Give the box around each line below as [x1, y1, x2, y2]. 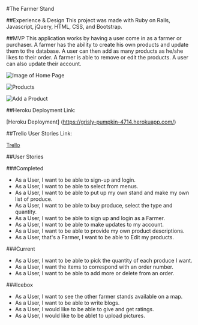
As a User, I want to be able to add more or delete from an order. [14, 270, 175, 276]
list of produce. [14, 195, 53, 203]
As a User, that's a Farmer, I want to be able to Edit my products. [14, 234, 175, 240]
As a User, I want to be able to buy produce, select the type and [14, 202, 173, 209]
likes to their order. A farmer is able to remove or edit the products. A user [6, 54, 189, 61]
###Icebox [6, 281, 33, 288]
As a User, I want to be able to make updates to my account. [14, 221, 164, 228]
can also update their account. [6, 60, 82, 67]
